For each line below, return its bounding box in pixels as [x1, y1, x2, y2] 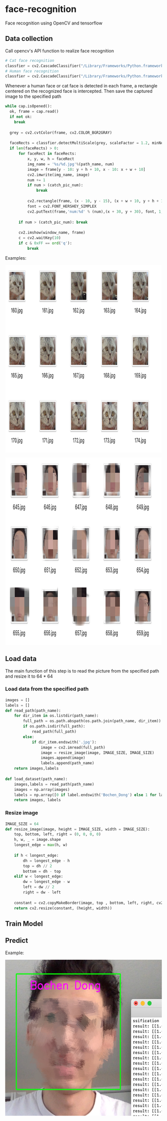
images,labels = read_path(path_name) [14, 781, 94, 787]
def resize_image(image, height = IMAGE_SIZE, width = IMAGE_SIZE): [5, 826, 150, 832]
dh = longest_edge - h [23, 858, 70, 863]
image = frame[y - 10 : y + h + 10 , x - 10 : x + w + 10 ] [27, 167, 146, 172]
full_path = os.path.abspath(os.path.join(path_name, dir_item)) [23, 719, 162, 724]
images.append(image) [40, 755, 85, 760]
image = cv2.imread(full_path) [40, 745, 106, 750]
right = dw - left [23, 890, 61, 895]
